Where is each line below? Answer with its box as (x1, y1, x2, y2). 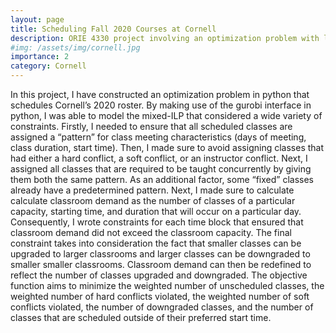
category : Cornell (10, 61, 87, 71)
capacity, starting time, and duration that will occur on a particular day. (10, 206, 302, 217)
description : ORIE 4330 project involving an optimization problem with (10, 33, 320, 43)
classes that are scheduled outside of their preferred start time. (10, 312, 272, 323)
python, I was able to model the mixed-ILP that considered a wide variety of (10, 110, 323, 121)
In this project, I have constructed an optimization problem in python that (10, 89, 310, 100)
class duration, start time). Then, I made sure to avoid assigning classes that (10, 142, 325, 153)
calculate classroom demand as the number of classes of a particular (10, 195, 296, 206)
